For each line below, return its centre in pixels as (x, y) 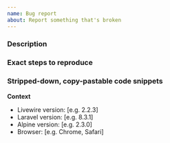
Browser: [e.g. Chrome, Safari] (60, 131)
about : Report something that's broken (64, 20)
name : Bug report (32, 13)
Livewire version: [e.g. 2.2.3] (57, 109)
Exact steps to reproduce (50, 63)
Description (27, 44)
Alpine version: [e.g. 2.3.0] (55, 124)
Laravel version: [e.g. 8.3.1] (55, 117)
